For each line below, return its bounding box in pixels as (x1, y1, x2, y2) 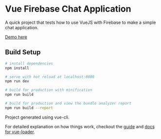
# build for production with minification (5, 87, 92, 93)
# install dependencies (5, 61, 54, 66)
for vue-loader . (5, 129, 36, 135)
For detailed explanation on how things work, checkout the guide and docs (5, 123, 155, 129)
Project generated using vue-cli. (5, 114, 70, 120)
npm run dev (5, 79, 29, 84)
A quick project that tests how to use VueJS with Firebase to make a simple (5, 19, 156, 25)
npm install (5, 66, 29, 70)
